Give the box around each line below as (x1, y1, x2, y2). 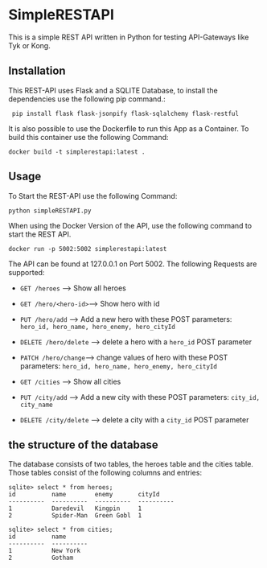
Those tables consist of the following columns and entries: (8, 468, 203, 478)
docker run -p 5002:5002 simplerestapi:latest (8, 245, 167, 253)
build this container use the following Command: (8, 132, 169, 142)
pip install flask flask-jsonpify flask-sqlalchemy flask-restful (11, 109, 240, 117)
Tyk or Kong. (8, 40, 51, 50)
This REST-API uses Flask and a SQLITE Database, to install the (8, 85, 219, 95)
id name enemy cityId (8, 491, 160, 499)
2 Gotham (8, 554, 74, 562)
